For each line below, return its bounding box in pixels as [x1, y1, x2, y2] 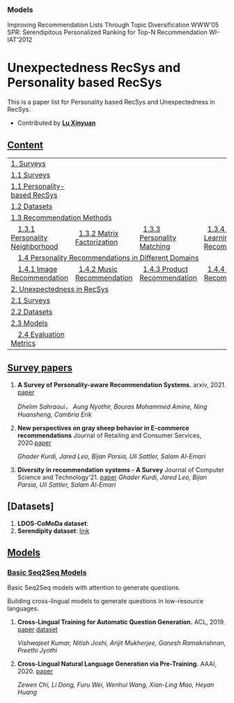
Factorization [75, 237, 118, 247]
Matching [139, 242, 171, 252]
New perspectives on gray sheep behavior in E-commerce [17, 423, 189, 432]
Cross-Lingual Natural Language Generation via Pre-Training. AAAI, [17, 660, 217, 668]
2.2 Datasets [10, 307, 53, 317]
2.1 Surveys [10, 296, 51, 305]
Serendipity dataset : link [17, 527, 90, 535]
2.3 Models [10, 319, 48, 328]
